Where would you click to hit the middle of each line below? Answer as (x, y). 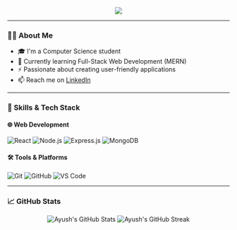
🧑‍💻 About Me (30, 35)
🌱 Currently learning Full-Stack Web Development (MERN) (102, 62)
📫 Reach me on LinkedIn (54, 80)
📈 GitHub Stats (34, 201)
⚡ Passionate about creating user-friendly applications (97, 69)
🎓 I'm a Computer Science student (69, 51)
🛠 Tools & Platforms (38, 157)
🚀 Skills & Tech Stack (44, 108)
